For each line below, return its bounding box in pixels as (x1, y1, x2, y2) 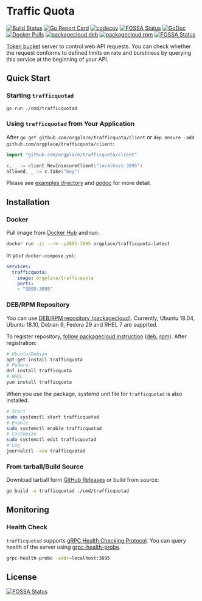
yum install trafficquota (6, 379, 72, 386)
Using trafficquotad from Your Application (6, 120, 135, 128)
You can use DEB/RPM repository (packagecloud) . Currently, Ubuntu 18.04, (6, 314, 195, 322)
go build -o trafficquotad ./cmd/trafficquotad (6, 488, 130, 494)
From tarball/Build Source (6, 462, 84, 471)
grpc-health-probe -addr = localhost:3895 (6, 555, 111, 561)
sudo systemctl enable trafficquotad (6, 425, 102, 431)
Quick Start (6, 73, 50, 83)
